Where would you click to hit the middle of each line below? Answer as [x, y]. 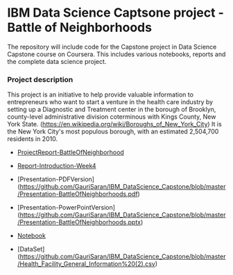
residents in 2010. [32, 139]
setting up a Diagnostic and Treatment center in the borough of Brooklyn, [112, 110]
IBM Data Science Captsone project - [115, 13]
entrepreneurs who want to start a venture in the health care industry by [110, 102]
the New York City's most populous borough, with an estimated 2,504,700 [113, 132]
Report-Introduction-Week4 [57, 166]
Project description [40, 79]
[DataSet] [31, 249]
